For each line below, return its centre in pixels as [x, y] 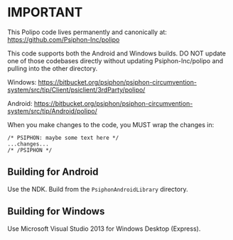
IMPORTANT [45, 12]
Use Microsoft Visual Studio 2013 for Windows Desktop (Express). [104, 229]
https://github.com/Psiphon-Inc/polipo [64, 39]
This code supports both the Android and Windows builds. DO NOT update [116, 53]
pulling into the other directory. [53, 68]
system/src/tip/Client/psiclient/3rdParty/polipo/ [76, 89]
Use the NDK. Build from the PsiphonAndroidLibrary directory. [98, 189]
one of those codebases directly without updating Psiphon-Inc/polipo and [115, 60]
